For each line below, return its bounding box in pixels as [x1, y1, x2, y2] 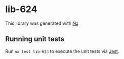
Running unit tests [5, 35, 65, 43]
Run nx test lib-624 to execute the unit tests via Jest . [5, 48, 119, 54]
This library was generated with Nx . [5, 20, 80, 26]
